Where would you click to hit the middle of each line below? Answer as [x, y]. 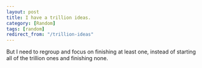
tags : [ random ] [26, 29]
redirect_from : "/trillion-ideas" [50, 35]
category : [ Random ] [31, 23]
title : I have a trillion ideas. [49, 18]
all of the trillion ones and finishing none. [57, 58]
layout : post [23, 12]
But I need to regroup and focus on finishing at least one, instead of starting [101, 52]
